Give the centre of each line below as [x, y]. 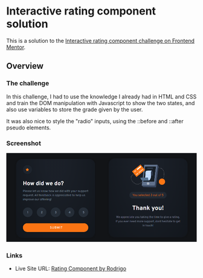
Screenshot [24, 143]
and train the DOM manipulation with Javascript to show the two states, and [101, 103]
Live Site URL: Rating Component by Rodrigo [71, 269]
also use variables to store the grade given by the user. [75, 109]
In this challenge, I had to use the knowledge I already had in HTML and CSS [101, 96]
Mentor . [16, 47]
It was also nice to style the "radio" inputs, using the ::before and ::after [95, 121]
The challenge [28, 83]
